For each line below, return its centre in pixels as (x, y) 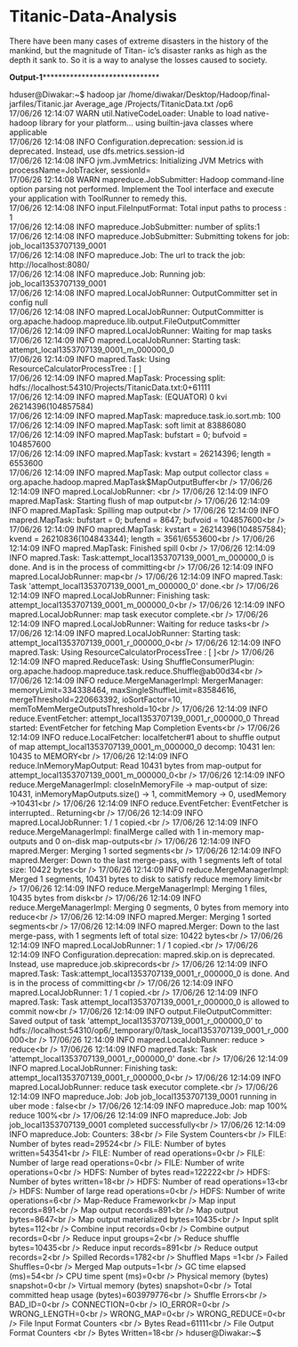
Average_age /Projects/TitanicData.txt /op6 (154, 103)
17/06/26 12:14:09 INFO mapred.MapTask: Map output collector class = (139, 472)
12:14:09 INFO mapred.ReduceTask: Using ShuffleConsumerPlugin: (132, 661)
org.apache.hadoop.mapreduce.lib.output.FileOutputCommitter (125, 321)
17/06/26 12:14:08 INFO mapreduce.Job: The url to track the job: (127, 254)
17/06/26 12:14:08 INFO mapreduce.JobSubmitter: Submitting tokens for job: (149, 236)
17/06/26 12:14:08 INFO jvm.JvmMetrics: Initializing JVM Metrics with (137, 160)
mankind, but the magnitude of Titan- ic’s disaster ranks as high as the (138, 50)
